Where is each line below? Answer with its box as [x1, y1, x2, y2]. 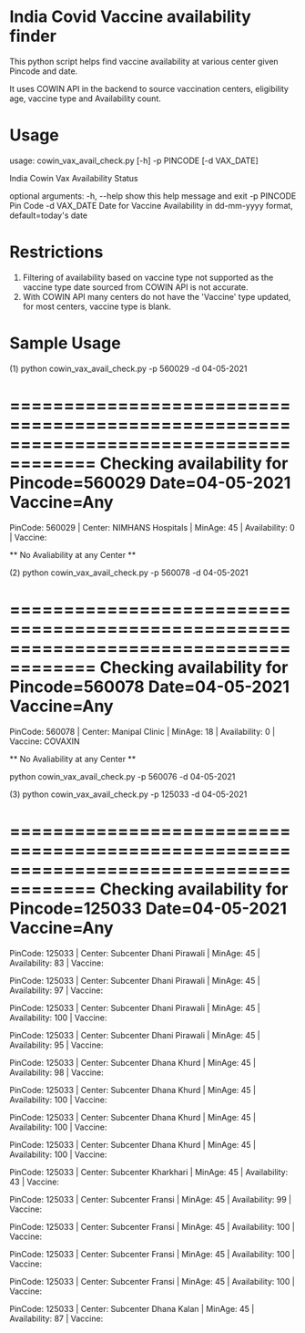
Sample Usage [9, 333, 121, 353]
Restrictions [9, 242, 104, 263]
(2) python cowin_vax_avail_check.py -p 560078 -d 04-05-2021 [9, 567, 249, 578]
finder [9, 26, 57, 46]
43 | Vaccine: [9, 1176, 59, 1187]
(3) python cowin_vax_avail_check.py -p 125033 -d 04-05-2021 [9, 789, 248, 800]
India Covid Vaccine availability [9, 6, 252, 27]
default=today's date [9, 210, 88, 221]
